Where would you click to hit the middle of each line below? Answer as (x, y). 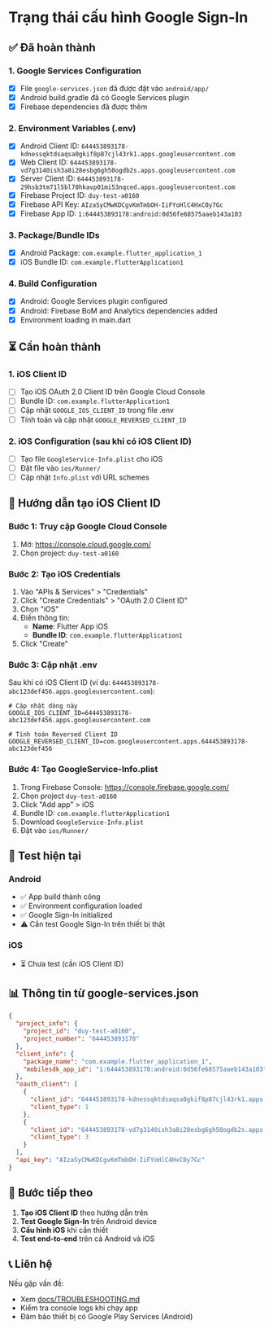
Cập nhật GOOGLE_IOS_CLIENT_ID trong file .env (97, 410)
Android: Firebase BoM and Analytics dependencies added (119, 310)
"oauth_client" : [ (47, 1084)
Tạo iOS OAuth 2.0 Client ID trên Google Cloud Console (113, 392)
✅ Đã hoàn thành (52, 48)
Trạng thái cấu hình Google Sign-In (128, 18)
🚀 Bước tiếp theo (51, 1193)
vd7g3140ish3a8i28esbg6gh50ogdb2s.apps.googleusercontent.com (128, 171)
